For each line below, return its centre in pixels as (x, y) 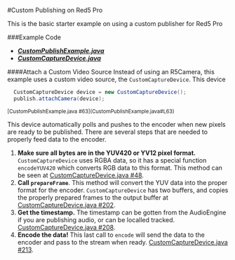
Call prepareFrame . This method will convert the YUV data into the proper (122, 182)
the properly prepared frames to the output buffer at (93, 197)
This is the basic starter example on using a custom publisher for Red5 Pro (115, 23)
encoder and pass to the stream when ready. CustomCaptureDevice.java (122, 242)
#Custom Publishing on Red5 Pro (55, 10)
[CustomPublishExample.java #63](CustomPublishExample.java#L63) (91, 111)
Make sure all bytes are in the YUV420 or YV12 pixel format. (107, 153)
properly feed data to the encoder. (57, 139)
